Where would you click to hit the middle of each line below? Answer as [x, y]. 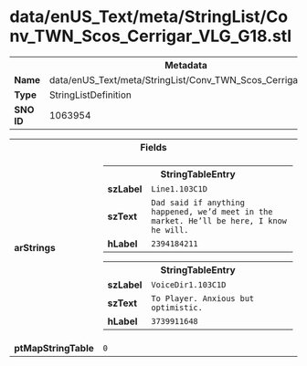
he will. [169, 230]
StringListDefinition [90, 95]
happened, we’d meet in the [212, 211]
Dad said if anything [197, 202]
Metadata [185, 65]
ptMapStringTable [54, 348]
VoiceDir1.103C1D [188, 284]
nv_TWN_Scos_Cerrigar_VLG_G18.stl [151, 36]
